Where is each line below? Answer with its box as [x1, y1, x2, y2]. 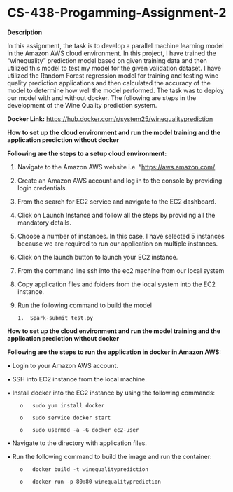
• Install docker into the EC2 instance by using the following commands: [7, 388, 216, 397]
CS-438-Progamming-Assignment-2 [7, 5, 227, 21]
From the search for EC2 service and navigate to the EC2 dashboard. [17, 197, 217, 206]
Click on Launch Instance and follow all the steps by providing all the [17, 211, 216, 219]
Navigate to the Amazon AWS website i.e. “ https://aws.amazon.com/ [17, 162, 216, 171]
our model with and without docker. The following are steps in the [7, 93, 197, 102]
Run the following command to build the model [17, 301, 153, 309]
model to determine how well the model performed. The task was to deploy [7, 86, 224, 94]
